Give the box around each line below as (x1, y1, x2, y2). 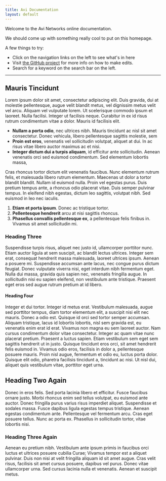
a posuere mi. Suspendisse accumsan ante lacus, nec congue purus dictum (5, 260, 160, 266)
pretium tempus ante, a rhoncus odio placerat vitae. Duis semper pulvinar (5, 185, 155, 191)
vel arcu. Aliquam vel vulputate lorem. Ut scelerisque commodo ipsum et (5, 108, 153, 114)
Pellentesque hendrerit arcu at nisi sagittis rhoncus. (12, 210, 120, 216)
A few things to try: (5, 45, 44, 51)
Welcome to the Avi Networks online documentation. (5, 25, 112, 31)
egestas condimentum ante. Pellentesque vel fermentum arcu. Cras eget (5, 411, 153, 416)
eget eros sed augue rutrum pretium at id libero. (5, 281, 103, 287)
